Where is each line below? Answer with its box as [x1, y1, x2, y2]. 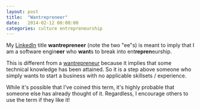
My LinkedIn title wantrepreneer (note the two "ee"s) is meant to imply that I [6, 42, 195, 49]
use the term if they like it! [6, 96, 70, 104]
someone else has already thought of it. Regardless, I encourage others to [6, 90, 189, 97]
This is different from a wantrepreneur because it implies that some [6, 60, 172, 67]
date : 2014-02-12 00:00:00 [6, 20, 79, 26]
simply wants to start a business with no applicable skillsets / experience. [6, 72, 187, 79]
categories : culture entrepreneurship [6, 25, 103, 32]
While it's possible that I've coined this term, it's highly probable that [6, 84, 175, 91]
